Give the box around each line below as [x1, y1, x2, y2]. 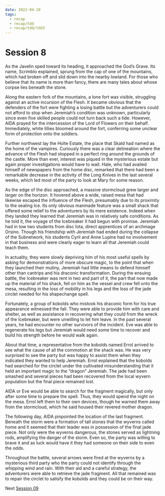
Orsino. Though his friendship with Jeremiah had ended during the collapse [5, 229, 159, 235]
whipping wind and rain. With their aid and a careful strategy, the [5, 465, 136, 471]
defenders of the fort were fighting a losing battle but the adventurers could [5, 104, 159, 110]
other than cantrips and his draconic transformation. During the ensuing [5, 270, 151, 276]
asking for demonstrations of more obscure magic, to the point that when [5, 259, 154, 265]
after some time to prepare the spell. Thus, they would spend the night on [5, 394, 154, 399]
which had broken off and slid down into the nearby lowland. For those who [5, 74, 159, 80]
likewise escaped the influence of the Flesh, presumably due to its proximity [5, 198, 160, 203]
